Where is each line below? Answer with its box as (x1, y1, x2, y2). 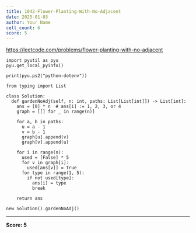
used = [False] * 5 (21, 155, 69, 161)
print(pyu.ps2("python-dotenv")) (6, 73, 87, 79)
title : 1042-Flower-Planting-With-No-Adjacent (6, 8, 121, 15)
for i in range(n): (16, 149, 64, 155)
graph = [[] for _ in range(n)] (16, 109, 95, 114)
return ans (16, 196, 43, 201)
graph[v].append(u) (21, 140, 69, 145)
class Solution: (6, 93, 45, 99)
